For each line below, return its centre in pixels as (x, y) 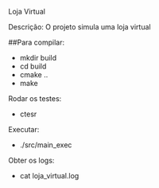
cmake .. (34, 74)
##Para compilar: (37, 42)
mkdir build (38, 58)
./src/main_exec (46, 145)
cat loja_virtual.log (49, 176)
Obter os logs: (31, 160)
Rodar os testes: (35, 98)
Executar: (24, 129)
